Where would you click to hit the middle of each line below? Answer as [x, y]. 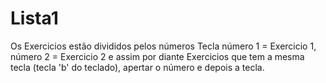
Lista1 [34, 18]
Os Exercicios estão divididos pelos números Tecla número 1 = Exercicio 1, [163, 46]
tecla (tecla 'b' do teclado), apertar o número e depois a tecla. [137, 67]
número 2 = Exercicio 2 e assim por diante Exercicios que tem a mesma [157, 56]
